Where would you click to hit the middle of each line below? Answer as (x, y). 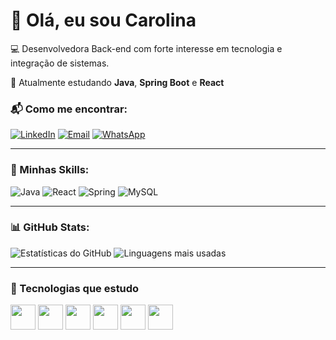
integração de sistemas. (60, 63)
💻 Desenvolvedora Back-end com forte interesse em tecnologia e (146, 48)
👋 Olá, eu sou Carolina (103, 20)
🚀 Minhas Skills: (50, 170)
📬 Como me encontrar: (69, 109)
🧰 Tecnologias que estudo (75, 288)
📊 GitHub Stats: (50, 227)
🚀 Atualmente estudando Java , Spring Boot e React (117, 82)
